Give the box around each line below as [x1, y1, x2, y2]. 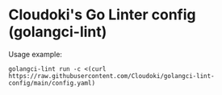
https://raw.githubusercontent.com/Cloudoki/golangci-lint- [8, 72, 216, 80]
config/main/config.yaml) [8, 79, 95, 87]
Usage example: [8, 49, 63, 59]
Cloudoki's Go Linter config [8, 6, 196, 24]
